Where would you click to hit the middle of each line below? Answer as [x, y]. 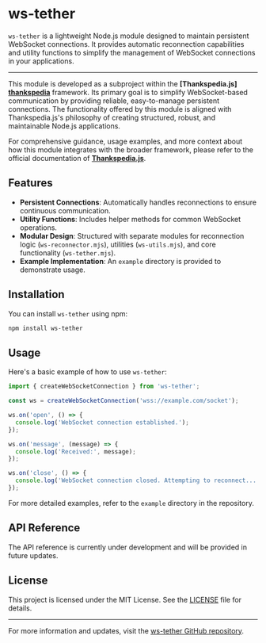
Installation [36, 295]
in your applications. [41, 61]
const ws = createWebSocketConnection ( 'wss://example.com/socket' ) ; [123, 401]
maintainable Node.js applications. [65, 126]
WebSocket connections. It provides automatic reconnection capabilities [126, 44]
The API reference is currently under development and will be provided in [128, 547]
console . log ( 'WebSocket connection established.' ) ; [103, 422]
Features [30, 183]
